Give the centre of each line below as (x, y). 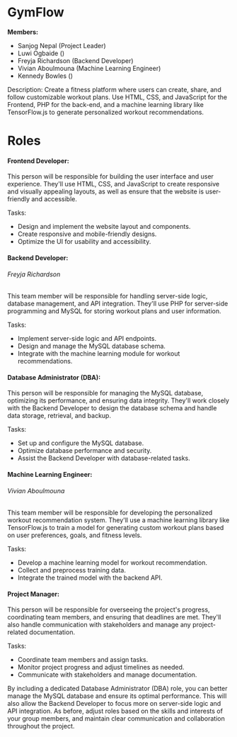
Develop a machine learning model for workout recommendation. (112, 563)
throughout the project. (41, 726)
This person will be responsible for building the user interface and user (111, 176)
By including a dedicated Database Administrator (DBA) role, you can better (117, 689)
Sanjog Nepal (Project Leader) (62, 45)
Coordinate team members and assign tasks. (83, 660)
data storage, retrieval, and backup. (59, 416)
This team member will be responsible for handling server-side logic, (108, 296)
